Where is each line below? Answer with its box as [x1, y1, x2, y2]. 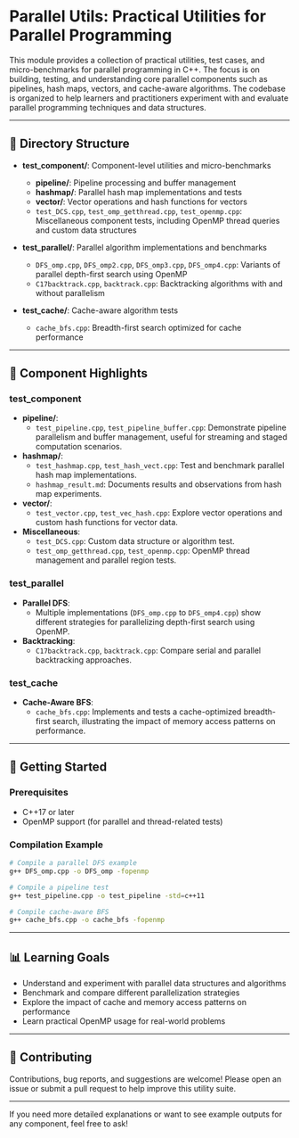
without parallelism [35, 287, 105, 298]
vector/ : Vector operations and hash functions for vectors [35, 196, 247, 207]
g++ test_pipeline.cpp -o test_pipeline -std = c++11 [9, 891, 205, 900]
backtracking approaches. [35, 654, 132, 665]
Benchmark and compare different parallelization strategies [21, 987, 240, 998]
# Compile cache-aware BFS [9, 907, 109, 916]
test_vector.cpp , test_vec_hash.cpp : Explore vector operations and [35, 507, 283, 518]
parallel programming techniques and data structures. [9, 102, 206, 112]
